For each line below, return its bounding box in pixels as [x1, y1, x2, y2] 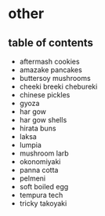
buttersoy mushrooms [19, 74, 92, 82]
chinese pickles [19, 90, 71, 99]
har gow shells [19, 115, 67, 124]
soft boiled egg [19, 182, 69, 191]
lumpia [19, 141, 42, 149]
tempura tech [19, 190, 63, 200]
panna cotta [19, 166, 59, 174]
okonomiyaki [19, 157, 61, 166]
